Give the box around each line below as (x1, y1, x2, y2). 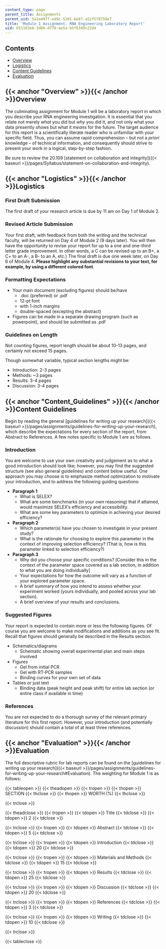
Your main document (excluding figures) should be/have (12, 287, 127, 293)
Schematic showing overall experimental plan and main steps (19, 648, 145, 654)
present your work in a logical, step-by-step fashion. (5, 145, 112, 151)
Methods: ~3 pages (12, 373, 53, 379)
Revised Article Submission (5, 221, 73, 228)
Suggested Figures (5, 611, 52, 618)
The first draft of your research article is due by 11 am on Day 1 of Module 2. (5, 208, 160, 214)
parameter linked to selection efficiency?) (19, 546, 105, 552)
